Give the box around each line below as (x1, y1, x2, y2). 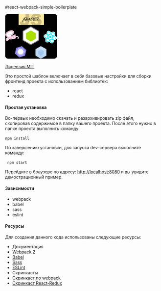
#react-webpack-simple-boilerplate (5, 4, 77, 10)
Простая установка (5, 104, 47, 110)
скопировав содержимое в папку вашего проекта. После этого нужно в (5, 120, 156, 127)
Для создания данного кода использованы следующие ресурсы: (5, 234, 141, 240)
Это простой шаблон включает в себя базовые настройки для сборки (5, 73, 152, 79)
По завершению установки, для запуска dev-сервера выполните (5, 145, 141, 151)
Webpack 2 (12, 249, 36, 255)
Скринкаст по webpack (12, 275, 61, 281)
